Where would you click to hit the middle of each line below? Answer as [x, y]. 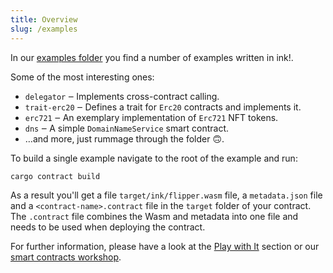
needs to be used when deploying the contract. [108, 227]
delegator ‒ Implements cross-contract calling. [122, 96]
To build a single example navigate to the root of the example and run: [154, 158]
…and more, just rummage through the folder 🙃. [124, 138]
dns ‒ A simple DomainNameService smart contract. [127, 128]
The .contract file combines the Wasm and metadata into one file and [154, 217]
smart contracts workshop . [66, 257]
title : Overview [44, 19]
